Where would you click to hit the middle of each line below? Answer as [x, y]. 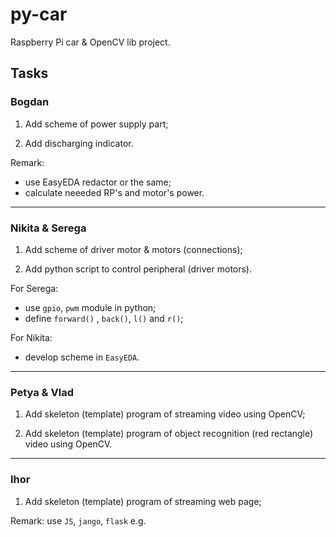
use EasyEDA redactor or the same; [98, 182]
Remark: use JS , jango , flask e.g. [78, 520]
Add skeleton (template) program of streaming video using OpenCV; [165, 414]
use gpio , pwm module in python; [90, 307]
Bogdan [30, 102]
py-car [39, 14]
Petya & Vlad [42, 392]
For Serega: [34, 288]
